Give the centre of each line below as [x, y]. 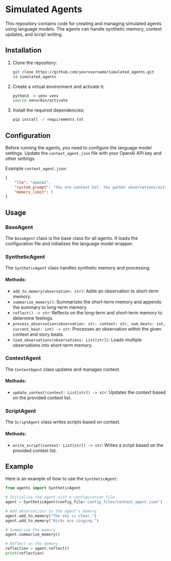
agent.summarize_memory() [33, 535]
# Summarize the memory [31, 530]
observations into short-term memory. [53, 345]
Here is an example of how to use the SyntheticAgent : [62, 479]
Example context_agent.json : [36, 168]
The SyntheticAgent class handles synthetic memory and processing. [78, 268]
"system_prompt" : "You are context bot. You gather [70, 187]
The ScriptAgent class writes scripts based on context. [63, 422]
